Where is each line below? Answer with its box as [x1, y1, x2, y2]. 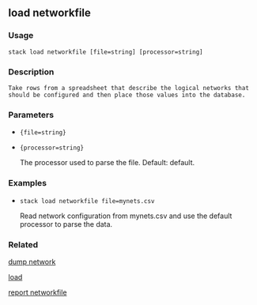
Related [8, 239, 39, 250]
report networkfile [8, 288, 67, 297]
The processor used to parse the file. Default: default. [19, 158, 195, 168]
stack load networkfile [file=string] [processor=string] [8, 47, 203, 56]
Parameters [8, 109, 54, 120]
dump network [8, 257, 56, 266]
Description [8, 66, 55, 77]
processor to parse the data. [19, 219, 113, 228]
